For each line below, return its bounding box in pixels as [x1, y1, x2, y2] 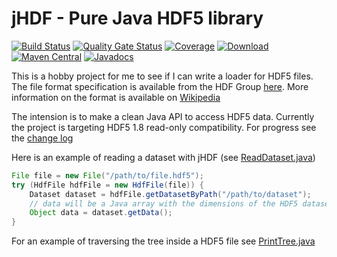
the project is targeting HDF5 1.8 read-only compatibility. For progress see [11, 121, 317, 133]
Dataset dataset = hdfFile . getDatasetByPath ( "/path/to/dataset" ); [29, 189, 312, 199]
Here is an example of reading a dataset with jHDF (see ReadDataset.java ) [11, 151, 316, 163]
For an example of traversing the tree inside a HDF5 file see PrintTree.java [11, 235, 316, 247]
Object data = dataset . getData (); [29, 208, 173, 218]
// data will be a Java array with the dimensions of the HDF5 [29, 198, 299, 209]
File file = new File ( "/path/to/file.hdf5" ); [11, 170, 204, 181]
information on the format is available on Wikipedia [11, 91, 221, 103]
